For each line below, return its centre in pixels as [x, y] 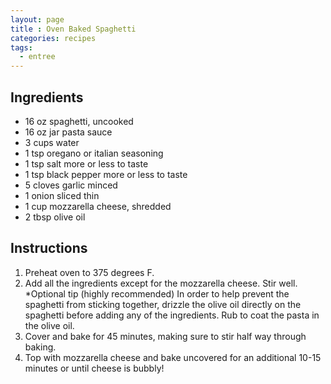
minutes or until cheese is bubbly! [94, 368]
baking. [40, 347]
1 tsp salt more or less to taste [86, 163]
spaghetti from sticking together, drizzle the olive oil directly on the [163, 304]
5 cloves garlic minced [71, 185]
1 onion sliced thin [62, 195]
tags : [21, 47]
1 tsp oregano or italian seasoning [94, 153]
